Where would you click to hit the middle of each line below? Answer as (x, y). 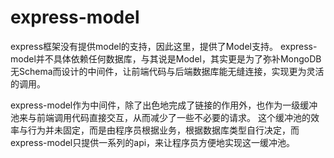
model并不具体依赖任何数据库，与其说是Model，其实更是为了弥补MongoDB (166, 58)
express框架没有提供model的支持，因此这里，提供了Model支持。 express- (164, 46)
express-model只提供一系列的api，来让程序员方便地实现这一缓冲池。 (153, 142)
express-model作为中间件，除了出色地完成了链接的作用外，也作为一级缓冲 (164, 105)
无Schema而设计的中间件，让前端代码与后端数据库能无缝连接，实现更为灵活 (167, 71)
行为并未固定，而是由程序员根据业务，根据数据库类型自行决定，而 (163, 130)
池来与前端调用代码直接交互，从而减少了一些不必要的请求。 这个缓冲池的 (160, 117)
